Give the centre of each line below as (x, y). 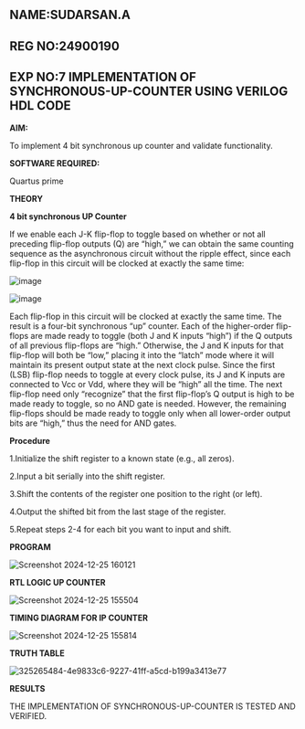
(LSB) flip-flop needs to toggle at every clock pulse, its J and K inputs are (147, 375)
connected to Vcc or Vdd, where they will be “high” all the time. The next (146, 384)
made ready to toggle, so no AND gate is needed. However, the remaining (148, 403)
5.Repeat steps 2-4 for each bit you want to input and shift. (121, 529)
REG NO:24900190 (65, 46)
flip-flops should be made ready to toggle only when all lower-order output (150, 413)
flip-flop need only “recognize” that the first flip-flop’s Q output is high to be (152, 394)
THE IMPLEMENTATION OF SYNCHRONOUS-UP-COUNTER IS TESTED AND (153, 706)
